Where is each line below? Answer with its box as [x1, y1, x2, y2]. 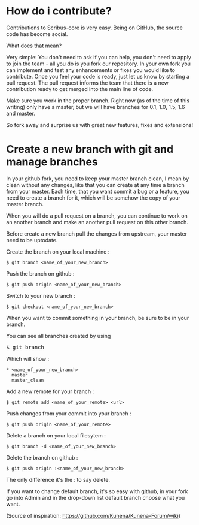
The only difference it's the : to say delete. [6, 476, 111, 483]
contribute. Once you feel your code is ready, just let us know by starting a [6, 73, 190, 80]
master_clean [11, 377, 44, 383]
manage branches [6, 155, 99, 169]
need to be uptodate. [6, 236, 58, 243]
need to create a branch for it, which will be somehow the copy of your [6, 194, 181, 201]
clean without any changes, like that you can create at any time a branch [6, 181, 185, 188]
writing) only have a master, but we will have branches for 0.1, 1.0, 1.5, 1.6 [6, 103, 185, 110]
